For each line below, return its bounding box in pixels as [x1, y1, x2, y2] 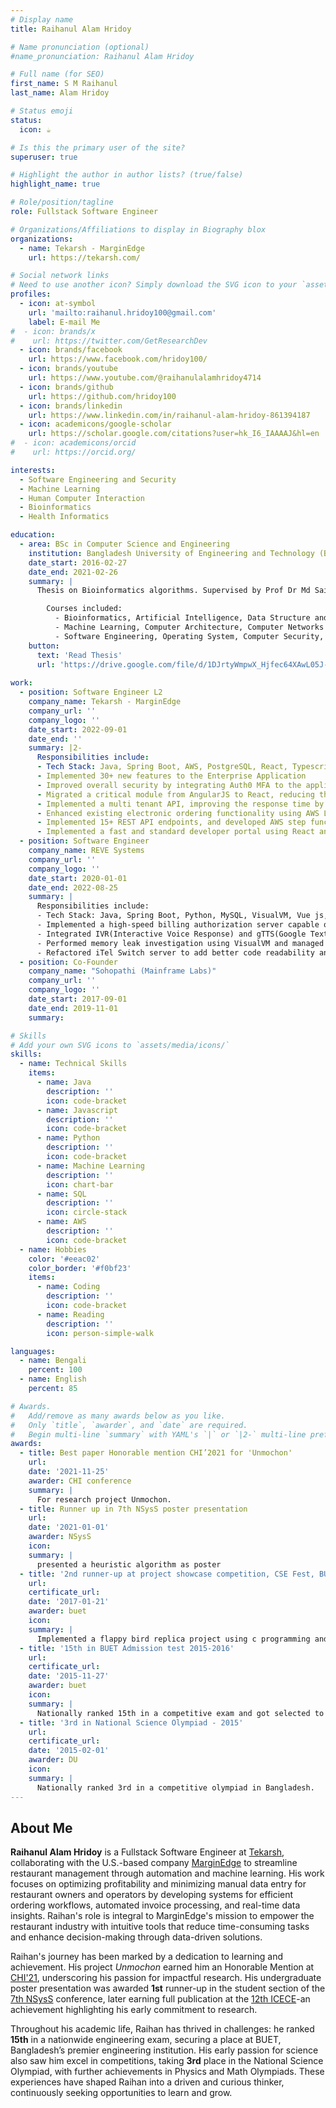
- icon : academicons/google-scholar [19, 419, 172, 430]
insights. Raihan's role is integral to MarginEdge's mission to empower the [10, 1910, 315, 1922]
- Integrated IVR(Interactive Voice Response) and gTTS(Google [36, 929, 307, 939]
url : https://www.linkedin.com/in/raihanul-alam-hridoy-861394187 [28, 410, 311, 420]
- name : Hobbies [19, 1244, 87, 1255]
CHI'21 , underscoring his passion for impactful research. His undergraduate [10, 1972, 322, 1984]
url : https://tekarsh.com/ [28, 252, 141, 263]
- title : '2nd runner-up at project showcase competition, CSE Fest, [19, 1569, 315, 1579]
